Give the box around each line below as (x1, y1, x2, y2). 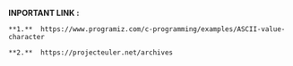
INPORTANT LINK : (8, 8, 80, 18)
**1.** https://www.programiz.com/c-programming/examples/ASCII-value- (8, 25, 286, 34)
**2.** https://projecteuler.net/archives (8, 48, 174, 57)
